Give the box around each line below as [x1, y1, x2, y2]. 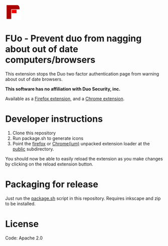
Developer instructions [5, 113, 103, 125]
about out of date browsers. [5, 76, 63, 82]
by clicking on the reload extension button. [5, 161, 94, 167]
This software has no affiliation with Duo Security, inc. [5, 86, 121, 92]
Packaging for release [5, 179, 99, 190]
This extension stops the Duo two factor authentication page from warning [5, 70, 159, 76]
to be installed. [5, 200, 36, 207]
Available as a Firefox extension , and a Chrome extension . [5, 96, 125, 102]
